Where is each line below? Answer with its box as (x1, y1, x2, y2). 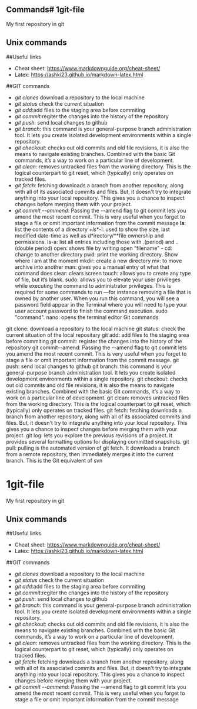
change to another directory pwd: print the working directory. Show (14, 251, 178, 258)
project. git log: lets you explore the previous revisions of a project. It (6, 431, 173, 439)
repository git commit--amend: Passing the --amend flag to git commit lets (6, 344, 187, 351)
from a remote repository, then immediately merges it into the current (6, 450, 174, 457)
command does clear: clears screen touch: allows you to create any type (14, 269, 191, 277)
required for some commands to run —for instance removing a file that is (14, 288, 191, 295)
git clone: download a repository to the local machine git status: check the (6, 325, 185, 332)
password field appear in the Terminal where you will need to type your (14, 301, 188, 308)
